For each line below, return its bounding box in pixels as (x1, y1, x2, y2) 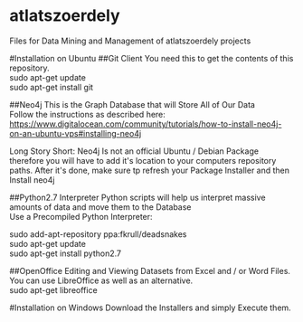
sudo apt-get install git (9, 81, 93, 92)
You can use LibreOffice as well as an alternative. (9, 275, 194, 286)
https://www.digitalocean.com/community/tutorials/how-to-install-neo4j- (9, 118, 282, 129)
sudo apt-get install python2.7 (9, 248, 122, 259)
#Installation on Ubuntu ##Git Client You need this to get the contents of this (9, 52, 294, 63)
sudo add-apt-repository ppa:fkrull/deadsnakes (9, 228, 187, 240)
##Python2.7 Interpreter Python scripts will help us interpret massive (9, 192, 266, 203)
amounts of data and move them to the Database (9, 201, 192, 213)
